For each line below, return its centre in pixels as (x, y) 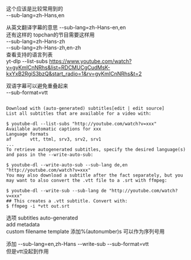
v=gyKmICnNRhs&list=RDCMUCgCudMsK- (58, 67)
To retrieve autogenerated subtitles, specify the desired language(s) (96, 149)
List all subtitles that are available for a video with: (79, 114)
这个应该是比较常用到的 (34, 9)
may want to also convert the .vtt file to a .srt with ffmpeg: (87, 181)
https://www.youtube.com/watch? (90, 61)
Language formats (27, 134)
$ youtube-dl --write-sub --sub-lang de (57, 191)
